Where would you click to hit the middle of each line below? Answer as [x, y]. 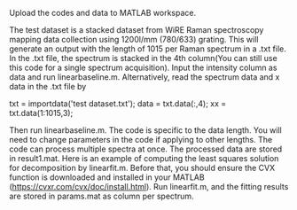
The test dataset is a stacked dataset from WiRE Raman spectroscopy [137, 30]
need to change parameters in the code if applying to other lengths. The [141, 140]
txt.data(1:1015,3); [41, 113]
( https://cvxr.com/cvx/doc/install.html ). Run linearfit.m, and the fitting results [149, 187]
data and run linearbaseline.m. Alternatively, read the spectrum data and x [145, 77]
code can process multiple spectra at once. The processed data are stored [146, 149]
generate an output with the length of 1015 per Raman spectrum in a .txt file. [148, 49]
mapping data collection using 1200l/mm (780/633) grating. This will [134, 39]
